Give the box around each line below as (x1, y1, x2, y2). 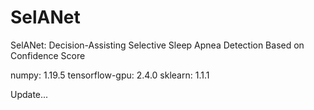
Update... (10, 88, 49, 100)
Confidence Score (10, 49, 86, 61)
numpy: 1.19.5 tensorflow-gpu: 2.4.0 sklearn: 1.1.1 (10, 69, 210, 81)
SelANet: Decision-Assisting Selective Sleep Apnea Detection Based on (10, 39, 305, 51)
